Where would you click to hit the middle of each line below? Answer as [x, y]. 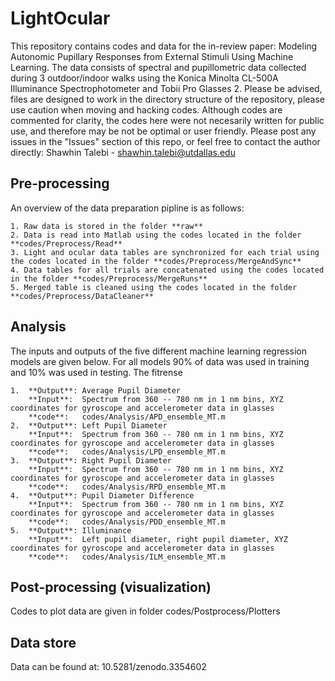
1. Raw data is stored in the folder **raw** [106, 226]
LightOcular [60, 18]
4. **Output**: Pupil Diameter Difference [102, 495]
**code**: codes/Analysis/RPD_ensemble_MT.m [127, 487]
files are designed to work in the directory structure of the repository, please [167, 99]
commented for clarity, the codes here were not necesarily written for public [167, 120]
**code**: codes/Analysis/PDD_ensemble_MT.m [127, 522]
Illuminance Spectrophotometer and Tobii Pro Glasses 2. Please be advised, [166, 88]
